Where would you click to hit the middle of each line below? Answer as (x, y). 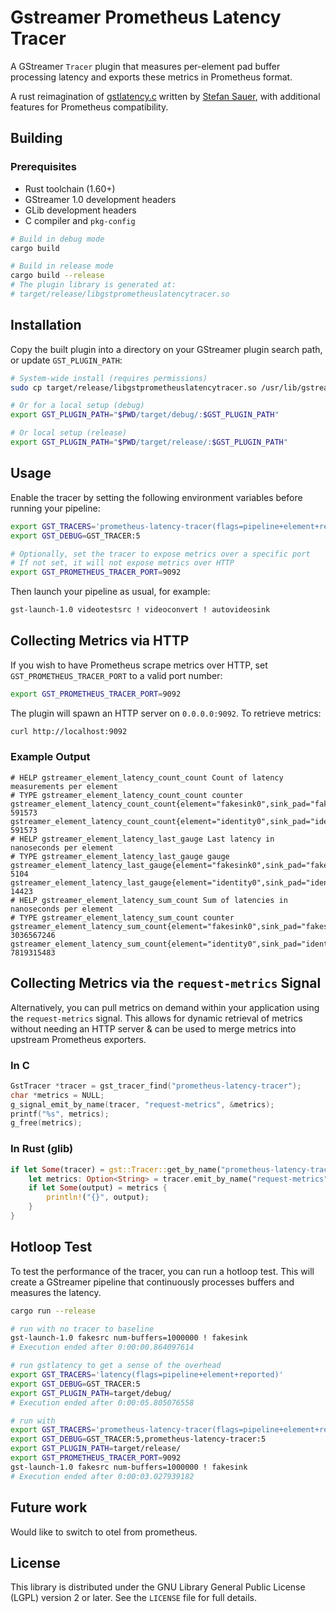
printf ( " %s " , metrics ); (60, 1114)
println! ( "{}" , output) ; (98, 1197)
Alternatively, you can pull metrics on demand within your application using (165, 1007)
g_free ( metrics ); (46, 1123)
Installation (46, 325)
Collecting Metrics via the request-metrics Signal (166, 983)
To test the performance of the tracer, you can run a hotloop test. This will (162, 1271)
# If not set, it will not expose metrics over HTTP (122, 563)
